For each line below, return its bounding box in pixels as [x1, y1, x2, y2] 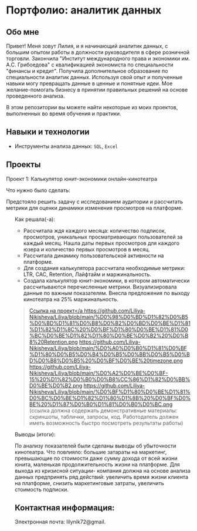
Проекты [6, 160, 41, 170]
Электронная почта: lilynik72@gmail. [14, 518, 106, 526]
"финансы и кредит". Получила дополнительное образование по [6, 68, 168, 74]
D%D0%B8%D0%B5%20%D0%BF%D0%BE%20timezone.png [29, 357, 184, 364]
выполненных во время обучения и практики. [6, 110, 121, 117]
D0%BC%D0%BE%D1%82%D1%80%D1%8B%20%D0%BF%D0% [29, 394, 191, 401]
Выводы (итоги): [14, 431, 56, 438]
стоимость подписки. [14, 486, 69, 493]
